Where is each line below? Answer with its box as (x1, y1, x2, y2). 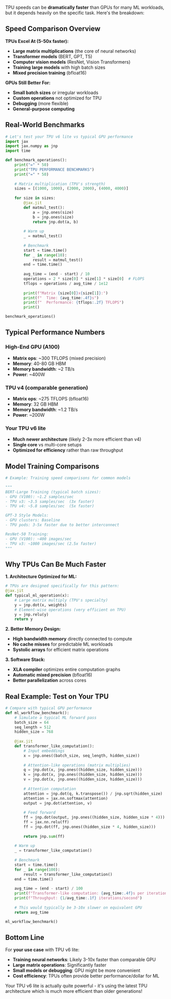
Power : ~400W (12, 371, 45, 377)
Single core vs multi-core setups (12, 442, 82, 448)
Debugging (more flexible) (12, 100, 69, 106)
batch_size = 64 (14, 720, 49, 725)
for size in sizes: (14, 196, 56, 201)
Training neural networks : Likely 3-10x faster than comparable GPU (12, 957, 156, 963)
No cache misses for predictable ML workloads (12, 641, 113, 648)
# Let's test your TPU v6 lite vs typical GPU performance (5, 134, 133, 139)
